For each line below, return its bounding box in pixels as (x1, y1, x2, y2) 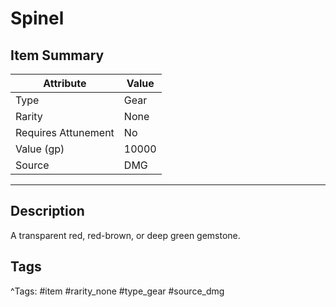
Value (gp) (15, 142, 65, 156)
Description (10, 203, 85, 220)
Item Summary (10, 47, 105, 64)
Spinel (10, 7, 65, 30)
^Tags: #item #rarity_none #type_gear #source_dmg (10, 285, 225, 297)
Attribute (43, 77, 87, 90)
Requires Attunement (15, 126, 115, 139)
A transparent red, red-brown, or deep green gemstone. (10, 229, 241, 241)
